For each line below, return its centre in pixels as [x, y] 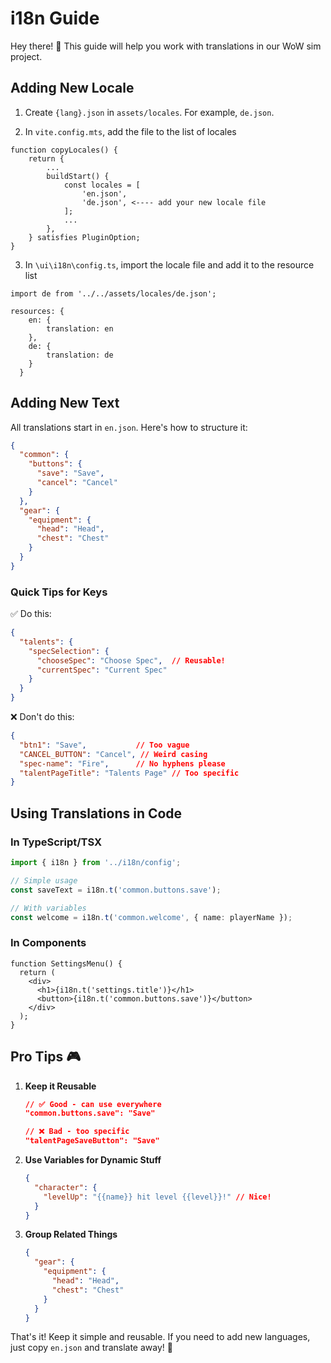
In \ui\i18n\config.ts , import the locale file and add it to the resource [169, 264]
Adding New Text [65, 403]
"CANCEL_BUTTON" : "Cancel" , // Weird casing [113, 754]
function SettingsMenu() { [66, 963]
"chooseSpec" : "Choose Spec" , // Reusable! [131, 660]
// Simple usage [44, 880]
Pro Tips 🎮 [46, 1057]
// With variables [48, 908]
